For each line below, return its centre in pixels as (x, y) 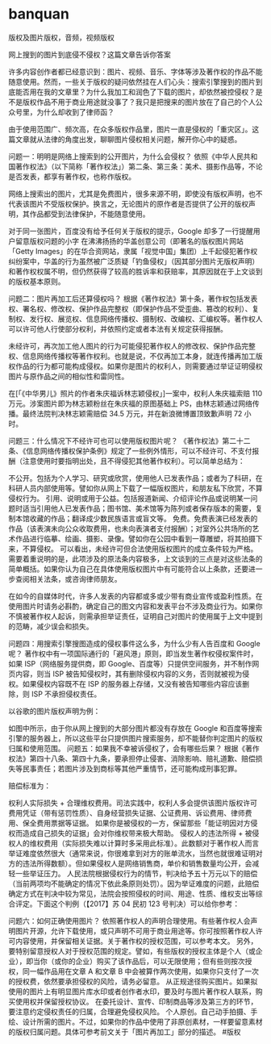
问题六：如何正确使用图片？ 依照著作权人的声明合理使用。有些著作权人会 (129, 921)
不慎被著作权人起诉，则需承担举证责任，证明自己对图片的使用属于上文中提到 (135, 616)
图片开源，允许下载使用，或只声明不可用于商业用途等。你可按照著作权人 (135, 931)
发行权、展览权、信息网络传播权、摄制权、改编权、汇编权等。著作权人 (146, 319)
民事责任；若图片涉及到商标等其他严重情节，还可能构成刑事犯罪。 (132, 768)
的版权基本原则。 (37, 281)
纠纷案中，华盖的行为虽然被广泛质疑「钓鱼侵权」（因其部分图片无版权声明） (134, 261)
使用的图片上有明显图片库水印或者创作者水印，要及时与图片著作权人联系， (132, 991)
